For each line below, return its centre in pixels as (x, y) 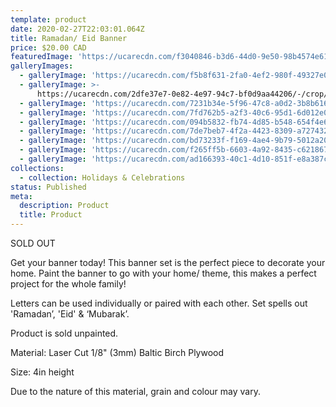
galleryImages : (42, 66)
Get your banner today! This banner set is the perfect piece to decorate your (168, 262)
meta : (21, 196)
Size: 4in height (42, 372)
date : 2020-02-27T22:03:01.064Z (77, 29)
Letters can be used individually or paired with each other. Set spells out (159, 303)
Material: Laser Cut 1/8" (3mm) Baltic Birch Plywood (117, 352)
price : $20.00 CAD (48, 47)
